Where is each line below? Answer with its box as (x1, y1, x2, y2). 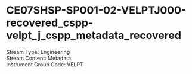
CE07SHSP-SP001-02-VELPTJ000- (6, 4, 187, 17)
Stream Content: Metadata (6, 54, 72, 62)
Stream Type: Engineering (6, 48, 70, 55)
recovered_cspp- (6, 16, 94, 30)
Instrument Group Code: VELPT (6, 60, 83, 68)
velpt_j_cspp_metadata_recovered (6, 29, 182, 42)
